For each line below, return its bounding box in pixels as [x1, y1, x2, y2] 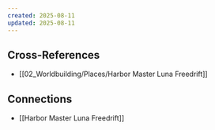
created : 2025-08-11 [7, 11, 76, 20]
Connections [7, 92, 73, 105]
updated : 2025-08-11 [7, 19, 76, 27]
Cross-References [7, 48, 100, 62]
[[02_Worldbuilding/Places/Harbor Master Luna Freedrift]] [18, 69, 208, 79]
